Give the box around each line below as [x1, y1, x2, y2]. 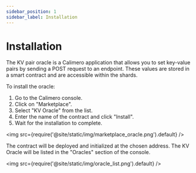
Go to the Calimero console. [14, 94, 83, 102]
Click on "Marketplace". [14, 101, 72, 108]
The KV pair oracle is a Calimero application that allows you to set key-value [6, 59, 191, 66]
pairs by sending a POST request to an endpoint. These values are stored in [6, 66, 190, 73]
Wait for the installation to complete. [14, 119, 102, 127]
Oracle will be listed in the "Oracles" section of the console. [6, 149, 151, 156]
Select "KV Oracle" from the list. [14, 107, 93, 114]
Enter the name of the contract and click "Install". [14, 113, 134, 120]
